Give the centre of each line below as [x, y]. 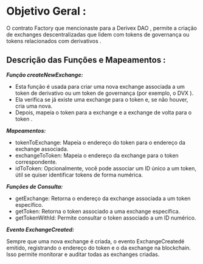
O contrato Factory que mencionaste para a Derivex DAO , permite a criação [102, 28]
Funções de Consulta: [35, 186]
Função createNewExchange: [45, 75]
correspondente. [36, 162]
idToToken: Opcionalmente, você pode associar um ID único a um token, [105, 168]
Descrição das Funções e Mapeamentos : [86, 60]
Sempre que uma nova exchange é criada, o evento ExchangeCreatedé [95, 241]
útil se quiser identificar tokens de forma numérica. [79, 175]
